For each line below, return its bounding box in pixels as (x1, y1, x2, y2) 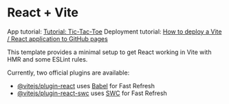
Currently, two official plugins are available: (7, 68, 130, 77)
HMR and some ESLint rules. (7, 55, 88, 63)
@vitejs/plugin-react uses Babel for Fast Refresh (17, 81, 155, 90)
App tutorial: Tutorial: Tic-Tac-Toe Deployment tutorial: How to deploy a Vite (7, 27, 222, 36)
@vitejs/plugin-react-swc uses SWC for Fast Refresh (17, 89, 167, 97)
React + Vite (7, 5, 79, 21)
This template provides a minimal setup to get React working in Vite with (7, 48, 212, 56)
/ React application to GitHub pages (7, 34, 108, 42)
